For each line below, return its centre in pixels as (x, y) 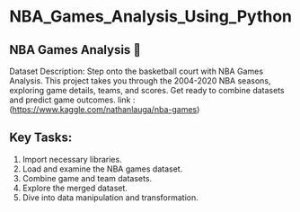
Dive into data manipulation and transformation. (110, 197)
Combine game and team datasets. (87, 178)
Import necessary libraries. (72, 159)
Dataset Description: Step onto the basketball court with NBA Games (136, 71)
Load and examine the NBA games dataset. (102, 169)
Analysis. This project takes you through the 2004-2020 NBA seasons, (140, 81)
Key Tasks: (41, 138)
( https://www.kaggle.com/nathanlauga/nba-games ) (105, 109)
